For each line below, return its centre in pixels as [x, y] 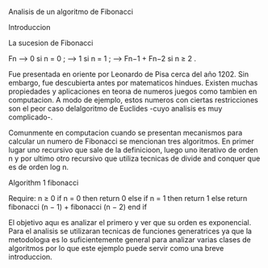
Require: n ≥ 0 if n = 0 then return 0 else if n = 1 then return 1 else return [128, 198]
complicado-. [31, 117]
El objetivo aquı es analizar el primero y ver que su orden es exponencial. [130, 222]
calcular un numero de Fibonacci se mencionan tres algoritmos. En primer [131, 141]
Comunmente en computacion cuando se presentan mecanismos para [126, 133]
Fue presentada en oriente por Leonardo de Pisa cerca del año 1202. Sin [128, 74]
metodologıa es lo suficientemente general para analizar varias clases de [130, 240]
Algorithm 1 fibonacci [44, 182]
